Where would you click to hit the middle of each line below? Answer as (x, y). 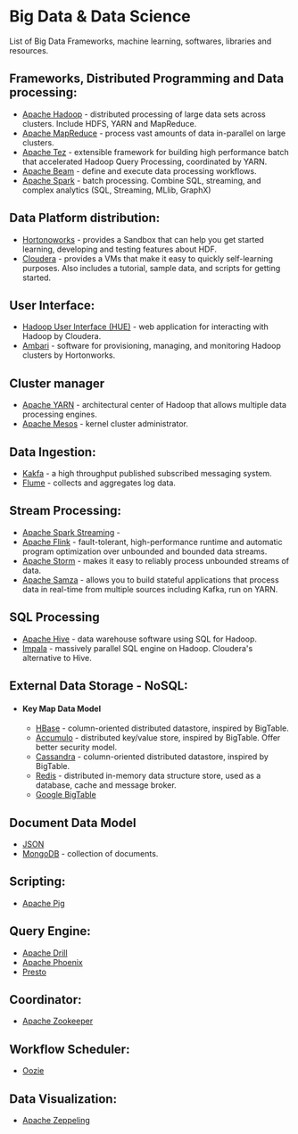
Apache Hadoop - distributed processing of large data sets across (144, 114)
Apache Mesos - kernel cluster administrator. (105, 424)
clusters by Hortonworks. (69, 355)
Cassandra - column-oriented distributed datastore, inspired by (152, 757)
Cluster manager (57, 383)
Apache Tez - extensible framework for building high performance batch (155, 152)
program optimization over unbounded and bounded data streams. (145, 551)
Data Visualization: (63, 1099)
